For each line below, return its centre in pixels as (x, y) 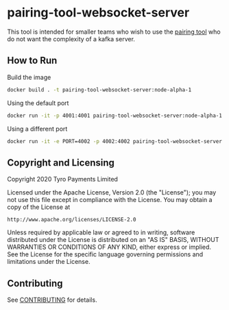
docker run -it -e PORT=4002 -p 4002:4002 (69, 141)
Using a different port (37, 129)
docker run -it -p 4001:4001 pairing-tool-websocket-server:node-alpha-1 (115, 115)
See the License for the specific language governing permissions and (105, 254)
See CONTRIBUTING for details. (52, 300)
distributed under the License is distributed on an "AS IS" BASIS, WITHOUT (113, 240)
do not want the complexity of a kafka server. (71, 38)
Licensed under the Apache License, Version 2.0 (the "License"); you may (112, 192)
